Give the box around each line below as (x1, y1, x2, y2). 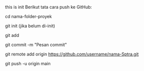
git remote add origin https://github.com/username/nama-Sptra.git (5, 51, 139, 57)
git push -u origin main (5, 61, 51, 66)
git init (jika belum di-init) (5, 23, 55, 29)
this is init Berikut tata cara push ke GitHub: (5, 4, 92, 10)
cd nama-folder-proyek (5, 14, 52, 19)
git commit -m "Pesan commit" (5, 42, 67, 48)
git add (5, 33, 20, 38)
